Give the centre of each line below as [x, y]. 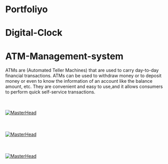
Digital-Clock [34, 33]
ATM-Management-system [64, 56]
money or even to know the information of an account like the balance [79, 81]
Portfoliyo [27, 9]
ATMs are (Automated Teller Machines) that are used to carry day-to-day [82, 71]
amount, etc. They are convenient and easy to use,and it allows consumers [84, 87]
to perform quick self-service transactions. [50, 92]
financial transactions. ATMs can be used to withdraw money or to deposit [83, 76]
